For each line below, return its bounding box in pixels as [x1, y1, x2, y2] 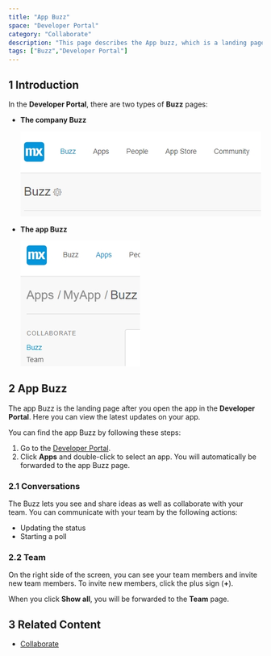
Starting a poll [19, 532, 67, 541]
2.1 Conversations [8, 480, 81, 491]
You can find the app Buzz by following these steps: [8, 428, 181, 437]
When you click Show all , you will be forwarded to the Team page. [8, 594, 230, 604]
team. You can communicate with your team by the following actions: [8, 508, 238, 517]
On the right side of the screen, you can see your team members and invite [8, 570, 258, 580]
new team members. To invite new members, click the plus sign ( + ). [8, 579, 234, 588]
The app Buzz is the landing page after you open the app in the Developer [8, 403, 256, 413]
